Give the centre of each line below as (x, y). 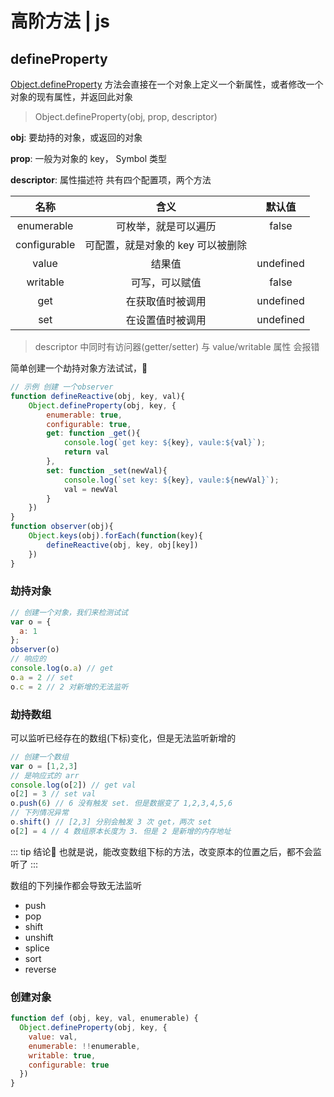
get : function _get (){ (93, 433)
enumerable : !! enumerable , (84, 1046)
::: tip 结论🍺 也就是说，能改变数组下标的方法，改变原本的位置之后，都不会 (161, 851)
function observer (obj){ (62, 527)
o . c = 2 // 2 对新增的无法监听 (69, 687)
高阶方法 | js (60, 21)
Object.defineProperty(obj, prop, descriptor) (126, 116)
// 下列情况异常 (39, 813)
